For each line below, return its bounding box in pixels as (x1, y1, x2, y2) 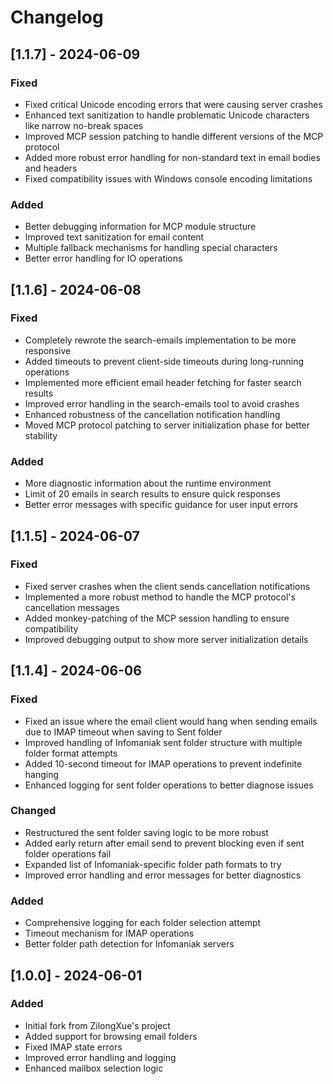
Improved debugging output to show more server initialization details (24, 633, 309, 645)
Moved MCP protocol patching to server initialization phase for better (24, 419, 311, 431)
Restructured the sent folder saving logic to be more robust (24, 826, 269, 838)
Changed (10, 804, 57, 818)
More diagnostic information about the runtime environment (24, 477, 272, 490)
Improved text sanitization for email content (24, 231, 205, 243)
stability (24, 429, 58, 441)
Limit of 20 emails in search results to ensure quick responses (24, 488, 281, 500)
